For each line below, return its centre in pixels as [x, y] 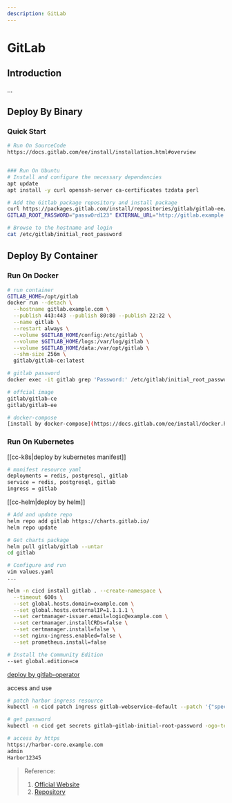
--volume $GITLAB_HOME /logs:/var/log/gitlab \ [81, 341]
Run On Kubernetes [41, 442]
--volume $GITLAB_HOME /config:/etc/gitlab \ [78, 335]
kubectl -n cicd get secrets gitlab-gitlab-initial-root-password [105, 726]
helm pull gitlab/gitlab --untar [55, 547]
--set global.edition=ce [43, 661]
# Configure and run [37, 566]
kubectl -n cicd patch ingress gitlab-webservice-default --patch [105, 707]
